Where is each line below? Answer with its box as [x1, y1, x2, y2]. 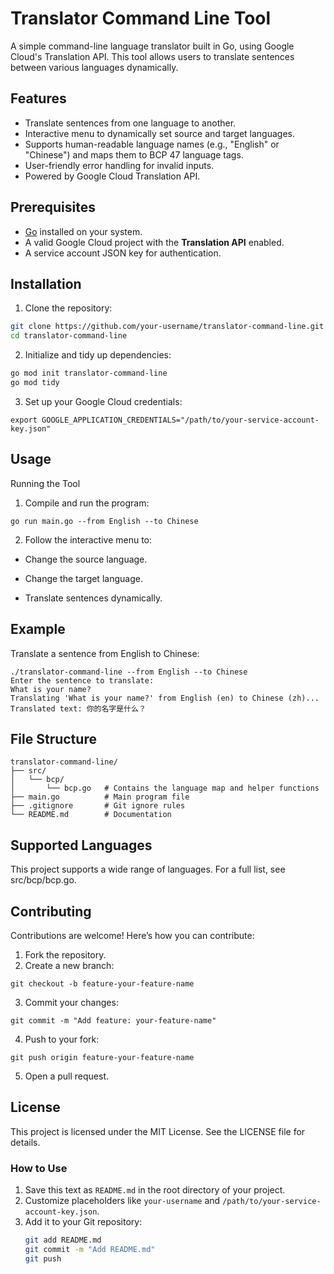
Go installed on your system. [24, 225, 143, 237]
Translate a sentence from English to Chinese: [10, 647, 200, 659]
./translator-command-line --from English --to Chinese [10, 667, 248, 677]
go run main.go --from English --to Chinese [10, 516, 199, 526]
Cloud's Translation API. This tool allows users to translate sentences [10, 50, 295, 62]
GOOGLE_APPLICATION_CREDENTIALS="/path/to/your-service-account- [41, 415, 320, 425]
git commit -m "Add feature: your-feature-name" [10, 1015, 217, 1026]
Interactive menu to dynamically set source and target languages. [24, 127, 296, 139]
